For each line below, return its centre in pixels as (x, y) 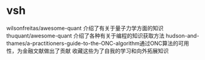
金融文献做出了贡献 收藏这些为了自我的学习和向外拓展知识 (95, 51)
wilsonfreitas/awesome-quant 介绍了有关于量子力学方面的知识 (85, 28)
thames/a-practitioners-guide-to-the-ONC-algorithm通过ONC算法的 (92, 43)
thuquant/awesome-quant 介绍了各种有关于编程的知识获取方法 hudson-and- (103, 35)
